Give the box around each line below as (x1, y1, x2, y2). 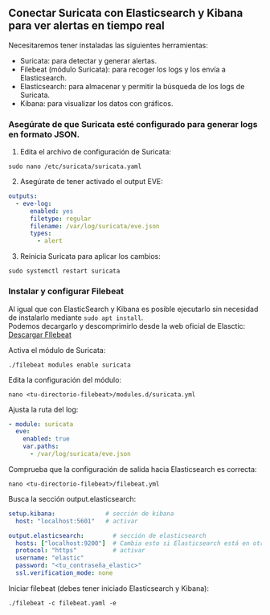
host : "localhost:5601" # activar (15, 517, 138, 525)
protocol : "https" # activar (15, 547, 146, 555)
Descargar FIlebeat (8, 330, 72, 339)
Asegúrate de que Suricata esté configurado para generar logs (8, 118, 258, 129)
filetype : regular (29, 215, 92, 223)
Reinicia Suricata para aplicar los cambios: (19, 252, 161, 261)
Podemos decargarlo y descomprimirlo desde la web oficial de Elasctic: (8, 321, 246, 330)
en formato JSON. (8, 129, 80, 140)
